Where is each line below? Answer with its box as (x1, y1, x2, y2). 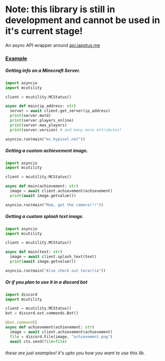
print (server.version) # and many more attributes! (10, 127, 122, 132)
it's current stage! (5, 26, 83, 37)
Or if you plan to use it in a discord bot (5, 279, 88, 285)
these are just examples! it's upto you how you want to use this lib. (5, 350, 145, 356)
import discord (5, 292, 38, 297)
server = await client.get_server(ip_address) (10, 108, 111, 113)
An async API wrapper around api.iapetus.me (5, 42, 100, 48)
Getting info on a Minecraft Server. (5, 67, 80, 74)
